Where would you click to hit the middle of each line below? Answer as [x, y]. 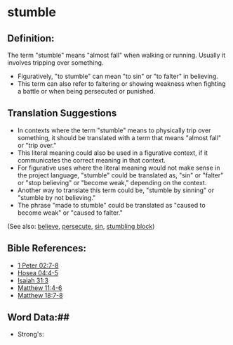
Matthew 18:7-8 [40, 295]
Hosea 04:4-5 [38, 272]
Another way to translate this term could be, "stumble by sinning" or [116, 190]
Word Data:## [39, 318]
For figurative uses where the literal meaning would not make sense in [119, 168]
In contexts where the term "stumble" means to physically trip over [114, 130]
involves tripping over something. [55, 63]
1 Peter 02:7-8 [38, 265]
